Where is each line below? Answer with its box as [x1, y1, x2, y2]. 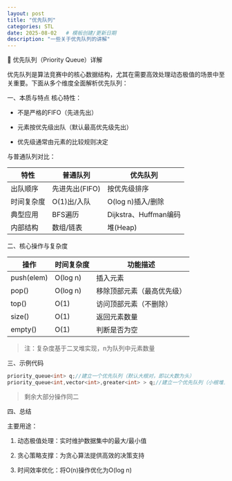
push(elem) [10, 273, 48, 283]
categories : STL [7, 23, 54, 30]
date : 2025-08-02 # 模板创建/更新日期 [7, 29, 117, 37]
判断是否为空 [96, 326, 138, 335]
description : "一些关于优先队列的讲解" [7, 36, 110, 43]
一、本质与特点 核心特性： [7, 94, 81, 102]
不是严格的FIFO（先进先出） [17, 109, 98, 117]
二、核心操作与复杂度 [7, 242, 68, 250]
